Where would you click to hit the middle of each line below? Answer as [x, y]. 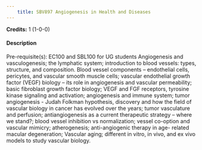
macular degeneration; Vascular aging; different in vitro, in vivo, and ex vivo [101, 134]
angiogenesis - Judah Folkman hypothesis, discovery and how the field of [99, 101]
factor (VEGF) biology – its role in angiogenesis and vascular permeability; [99, 82]
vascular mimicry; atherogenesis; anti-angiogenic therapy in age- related [98, 128]
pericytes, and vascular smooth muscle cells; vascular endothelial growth [98, 76]
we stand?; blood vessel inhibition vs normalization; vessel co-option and [98, 121]
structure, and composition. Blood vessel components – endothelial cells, [98, 69]
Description [22, 43]
